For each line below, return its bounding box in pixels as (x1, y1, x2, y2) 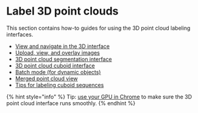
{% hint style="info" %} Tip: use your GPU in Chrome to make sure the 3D (6, 93, 193, 100)
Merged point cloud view (15, 75, 78, 82)
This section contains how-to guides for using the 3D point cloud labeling (6, 24, 191, 32)
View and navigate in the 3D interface (15, 43, 110, 50)
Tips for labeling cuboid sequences (15, 81, 104, 89)
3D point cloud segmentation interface (15, 55, 112, 63)
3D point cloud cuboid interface (15, 62, 96, 69)
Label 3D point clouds (6, 4, 119, 18)
